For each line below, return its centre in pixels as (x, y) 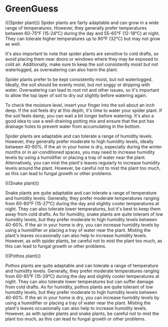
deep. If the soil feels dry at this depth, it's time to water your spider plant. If (83, 110)
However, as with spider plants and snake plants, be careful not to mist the (82, 313)
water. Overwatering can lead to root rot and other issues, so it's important (82, 90)
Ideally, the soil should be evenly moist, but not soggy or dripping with (78, 85)
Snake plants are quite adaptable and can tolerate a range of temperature (81, 193)
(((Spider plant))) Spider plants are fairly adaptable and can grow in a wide (82, 23)
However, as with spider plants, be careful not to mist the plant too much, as (84, 241)
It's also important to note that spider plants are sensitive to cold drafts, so (82, 54)
